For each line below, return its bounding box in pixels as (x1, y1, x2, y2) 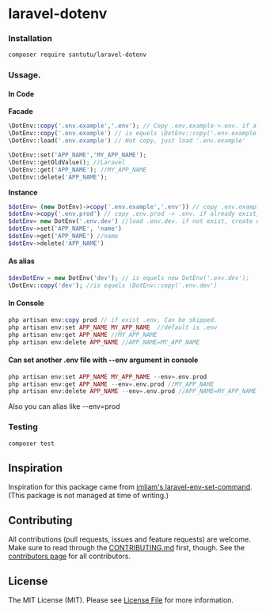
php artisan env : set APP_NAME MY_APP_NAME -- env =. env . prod (8, 372, 207, 380)
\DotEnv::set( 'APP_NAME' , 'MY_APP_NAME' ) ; (8, 151, 147, 159)
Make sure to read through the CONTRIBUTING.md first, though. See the (8, 543, 245, 553)
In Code (8, 89, 35, 99)
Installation (8, 33, 53, 44)
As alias (8, 256, 36, 266)
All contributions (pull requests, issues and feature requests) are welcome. (8, 535, 251, 544)
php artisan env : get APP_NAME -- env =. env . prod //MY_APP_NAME (8, 380, 215, 388)
